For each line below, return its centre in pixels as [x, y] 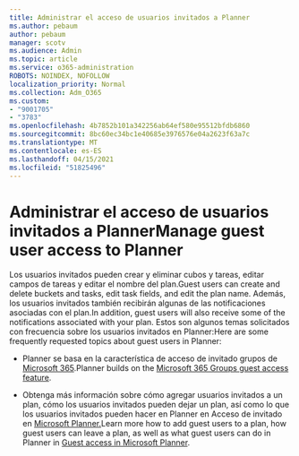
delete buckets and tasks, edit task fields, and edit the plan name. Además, [148, 294]
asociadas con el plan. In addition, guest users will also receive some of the [147, 313]
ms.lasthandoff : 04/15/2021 [62, 159]
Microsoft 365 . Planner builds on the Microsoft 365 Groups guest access [155, 368]
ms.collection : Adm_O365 [56, 92]
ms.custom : [30, 101]
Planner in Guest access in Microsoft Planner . [106, 443]
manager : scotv [38, 43]
